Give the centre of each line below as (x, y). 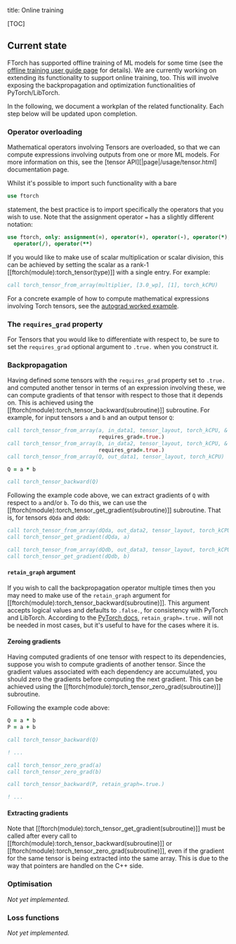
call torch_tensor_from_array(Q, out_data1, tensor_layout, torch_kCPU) (116, 457)
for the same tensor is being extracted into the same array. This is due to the (118, 858)
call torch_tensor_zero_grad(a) (54, 765)
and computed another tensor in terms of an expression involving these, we (117, 388)
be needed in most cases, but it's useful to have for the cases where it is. (113, 625)
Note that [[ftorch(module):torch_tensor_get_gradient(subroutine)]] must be (116, 829)
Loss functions (33, 917)
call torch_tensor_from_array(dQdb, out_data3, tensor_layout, (102, 550)
